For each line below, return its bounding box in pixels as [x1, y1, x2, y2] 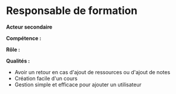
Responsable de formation [6, 4, 138, 18]
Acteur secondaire [6, 23, 53, 30]
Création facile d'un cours [14, 75, 78, 82]
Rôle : [6, 46, 21, 53]
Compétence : [6, 34, 42, 41]
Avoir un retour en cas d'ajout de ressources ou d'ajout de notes [14, 68, 171, 75]
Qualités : [6, 57, 31, 64]
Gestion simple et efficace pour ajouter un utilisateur [14, 81, 142, 88]
